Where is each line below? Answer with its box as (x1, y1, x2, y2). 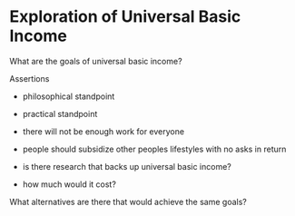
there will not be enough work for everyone (22, 125, 184, 137)
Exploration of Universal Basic (9, 6, 241, 27)
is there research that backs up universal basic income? (22, 161, 231, 172)
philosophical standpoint (22, 91, 115, 102)
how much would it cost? (22, 179, 116, 190)
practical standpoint (22, 108, 98, 119)
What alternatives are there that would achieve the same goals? (9, 196, 247, 207)
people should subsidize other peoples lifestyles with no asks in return (22, 143, 287, 154)
